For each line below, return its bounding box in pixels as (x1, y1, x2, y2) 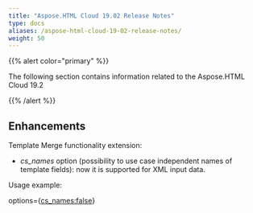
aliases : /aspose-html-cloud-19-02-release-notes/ (8, 27, 182, 35)
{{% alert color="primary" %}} (8, 56, 110, 66)
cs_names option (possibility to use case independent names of (19, 156, 233, 166)
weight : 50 (8, 34, 45, 43)
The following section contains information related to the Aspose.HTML (8, 72, 246, 81)
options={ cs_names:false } (8, 196, 95, 206)
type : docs (8, 19, 45, 27)
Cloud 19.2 (8, 80, 44, 90)
